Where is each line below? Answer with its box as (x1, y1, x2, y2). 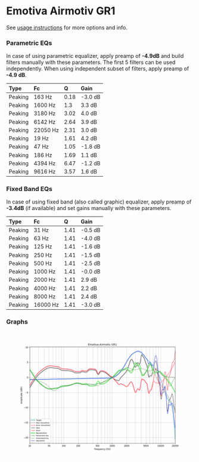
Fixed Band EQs (6, 184, 52, 193)
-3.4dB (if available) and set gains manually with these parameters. (6, 205, 172, 212)
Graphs (6, 318, 28, 326)
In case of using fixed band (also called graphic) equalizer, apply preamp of (6, 198, 192, 205)
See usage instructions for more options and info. (6, 24, 128, 31)
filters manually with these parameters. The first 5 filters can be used (6, 58, 176, 66)
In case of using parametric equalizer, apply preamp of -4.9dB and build (6, 53, 184, 60)
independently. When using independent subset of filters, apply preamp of (6, 65, 189, 72)
